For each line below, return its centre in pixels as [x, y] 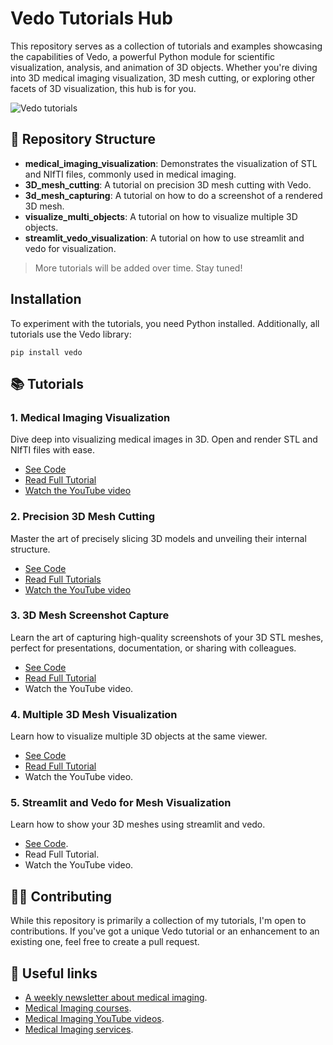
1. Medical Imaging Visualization [90, 417]
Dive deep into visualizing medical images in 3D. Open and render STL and [164, 439]
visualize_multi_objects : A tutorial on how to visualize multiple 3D [161, 216]
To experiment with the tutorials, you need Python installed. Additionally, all [165, 323]
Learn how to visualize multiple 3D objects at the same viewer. [139, 736]
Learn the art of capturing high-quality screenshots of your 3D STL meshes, [167, 637]
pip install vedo [46, 352]
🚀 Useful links [54, 973]
